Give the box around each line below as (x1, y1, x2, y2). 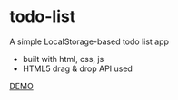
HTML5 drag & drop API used (22, 63, 133, 74)
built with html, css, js (22, 53, 104, 64)
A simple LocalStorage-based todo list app (9, 36, 170, 47)
